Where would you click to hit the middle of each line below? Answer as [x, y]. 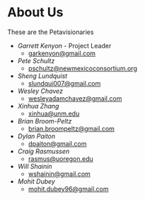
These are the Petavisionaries [51, 32]
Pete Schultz [36, 60]
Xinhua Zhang [38, 106]
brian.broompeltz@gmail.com [71, 128]
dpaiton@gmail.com [57, 143]
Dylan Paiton [36, 136]
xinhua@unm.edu [54, 113]
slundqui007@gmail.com [64, 83]
